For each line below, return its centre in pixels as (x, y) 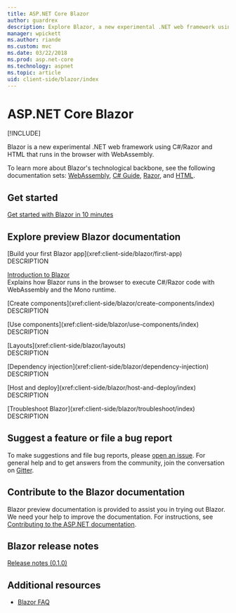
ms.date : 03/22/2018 (38, 53)
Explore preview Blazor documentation (94, 237)
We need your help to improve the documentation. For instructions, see (110, 517)
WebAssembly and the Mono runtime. (62, 290)
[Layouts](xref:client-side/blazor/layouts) (67, 345)
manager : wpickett (34, 33)
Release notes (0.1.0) (38, 563)
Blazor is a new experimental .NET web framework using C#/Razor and (110, 147)
